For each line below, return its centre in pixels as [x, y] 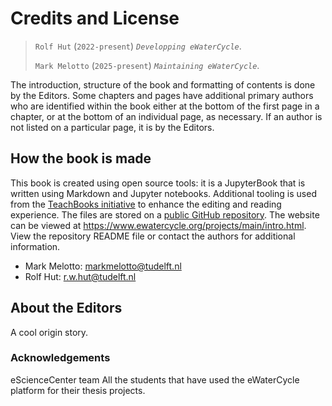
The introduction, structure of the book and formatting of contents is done [163, 84]
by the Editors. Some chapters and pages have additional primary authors [162, 95]
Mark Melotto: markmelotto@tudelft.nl [103, 266]
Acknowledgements [60, 358]
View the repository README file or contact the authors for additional [153, 236]
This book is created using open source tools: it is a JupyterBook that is [158, 183]
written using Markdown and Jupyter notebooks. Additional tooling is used [163, 193]
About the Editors [66, 308]
